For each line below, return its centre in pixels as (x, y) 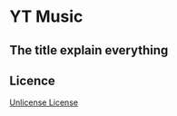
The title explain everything (89, 50)
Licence (33, 80)
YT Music (46, 17)
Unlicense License (44, 102)
